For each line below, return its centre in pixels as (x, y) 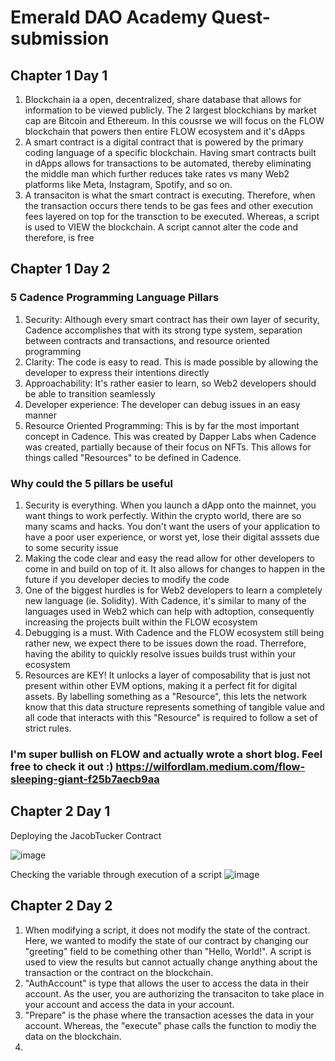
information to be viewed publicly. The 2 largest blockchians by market (170, 110)
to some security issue (71, 547)
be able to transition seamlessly (90, 393)
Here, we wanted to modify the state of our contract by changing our (166, 940)
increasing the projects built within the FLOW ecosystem (141, 622)
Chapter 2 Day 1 (60, 811)
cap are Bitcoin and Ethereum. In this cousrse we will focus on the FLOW (174, 120)
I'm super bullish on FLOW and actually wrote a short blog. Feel (166, 754)
